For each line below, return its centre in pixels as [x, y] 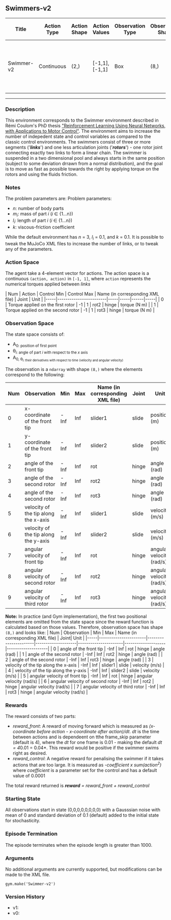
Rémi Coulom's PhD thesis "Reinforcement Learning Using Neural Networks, [85, 126]
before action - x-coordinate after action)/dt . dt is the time [98, 732]
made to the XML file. [28, 874]
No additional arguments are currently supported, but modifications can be [84, 869]
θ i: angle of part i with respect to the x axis [50, 352]
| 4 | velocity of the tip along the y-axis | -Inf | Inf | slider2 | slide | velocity [82, 671]
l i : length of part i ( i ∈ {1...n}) [42, 221]
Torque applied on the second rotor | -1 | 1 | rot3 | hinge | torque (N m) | [80, 310]
